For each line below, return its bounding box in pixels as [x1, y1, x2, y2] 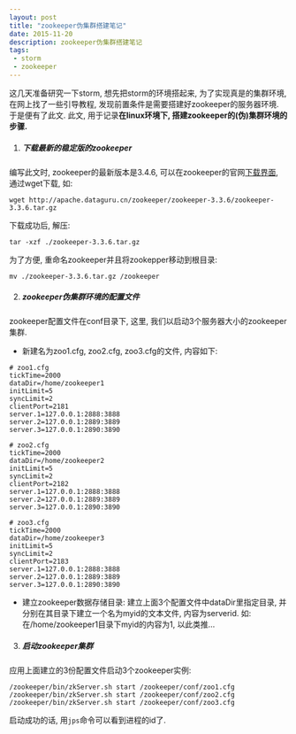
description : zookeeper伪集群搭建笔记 [9, 37, 143, 47]
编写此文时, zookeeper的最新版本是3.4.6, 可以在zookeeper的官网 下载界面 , [9, 166, 278, 177]
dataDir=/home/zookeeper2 [9, 456, 104, 465]
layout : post [9, 12, 57, 22]
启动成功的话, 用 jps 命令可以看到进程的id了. [9, 715, 166, 725]
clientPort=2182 [9, 479, 69, 488]
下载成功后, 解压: [9, 220, 71, 230]
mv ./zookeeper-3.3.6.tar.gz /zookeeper [9, 272, 161, 281]
